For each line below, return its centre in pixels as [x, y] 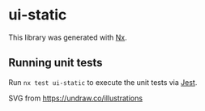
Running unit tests [56, 63]
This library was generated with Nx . [68, 37]
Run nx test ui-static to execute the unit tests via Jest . [103, 82]
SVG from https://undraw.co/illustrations [76, 98]
